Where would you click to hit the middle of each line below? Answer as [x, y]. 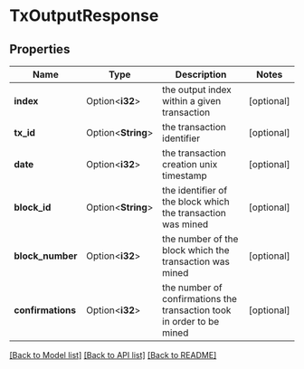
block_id [33, 207]
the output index [197, 90]
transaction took [197, 310]
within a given [192, 101]
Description [201, 75]
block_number [46, 256]
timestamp [185, 175]
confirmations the [200, 299]
